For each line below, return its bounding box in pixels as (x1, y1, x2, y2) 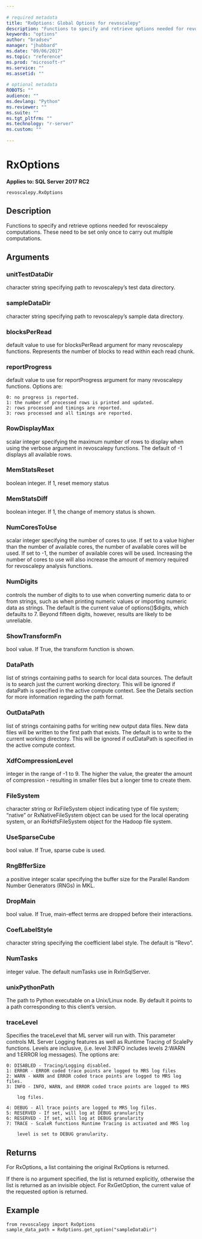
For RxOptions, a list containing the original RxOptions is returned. (6, 1164, 170, 1171)
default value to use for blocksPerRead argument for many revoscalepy (6, 341, 183, 348)
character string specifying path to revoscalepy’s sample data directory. (6, 313, 185, 320)
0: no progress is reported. (6, 395, 79, 401)
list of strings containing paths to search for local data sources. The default (6, 674, 192, 681)
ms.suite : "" (6, 110, 39, 116)
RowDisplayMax (6, 424, 55, 432)
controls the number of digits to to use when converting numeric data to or (6, 591, 191, 598)
